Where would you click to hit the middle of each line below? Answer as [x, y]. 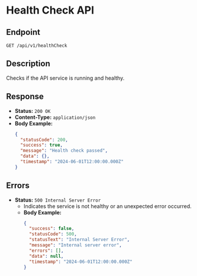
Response [25, 97]
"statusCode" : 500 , [53, 234]
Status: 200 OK [33, 111]
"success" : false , [51, 229]
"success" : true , [42, 145]
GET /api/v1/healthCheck [37, 46]
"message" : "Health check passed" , [64, 151]
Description [28, 64]
